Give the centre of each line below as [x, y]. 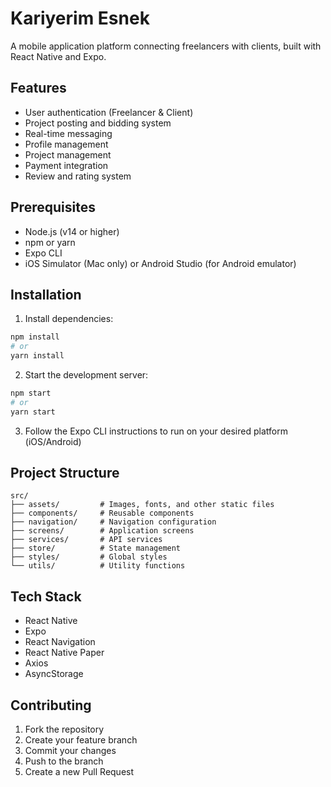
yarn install [37, 356]
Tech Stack [46, 596]
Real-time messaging [68, 133]
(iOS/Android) [53, 441]
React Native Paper [64, 653]
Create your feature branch [81, 740]
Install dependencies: [69, 319]
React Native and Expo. [58, 56]
